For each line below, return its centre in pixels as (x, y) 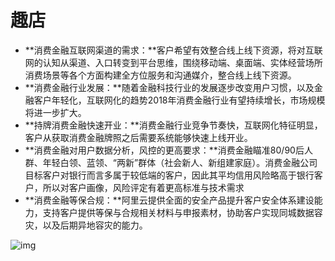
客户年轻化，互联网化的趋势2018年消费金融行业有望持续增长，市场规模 (179, 100)
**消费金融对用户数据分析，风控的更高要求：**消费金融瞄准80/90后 (164, 150)
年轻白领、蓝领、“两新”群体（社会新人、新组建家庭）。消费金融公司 (180, 162)
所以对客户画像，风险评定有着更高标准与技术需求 (143, 187)
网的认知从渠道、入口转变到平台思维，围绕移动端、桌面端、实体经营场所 (173, 62)
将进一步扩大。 (55, 112)
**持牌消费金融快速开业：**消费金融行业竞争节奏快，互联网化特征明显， (173, 125)
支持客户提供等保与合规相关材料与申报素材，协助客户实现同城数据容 (182, 212)
